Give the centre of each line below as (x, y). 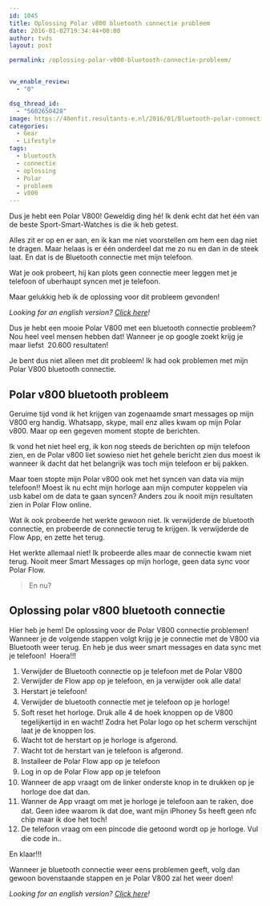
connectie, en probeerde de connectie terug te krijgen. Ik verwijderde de (129, 528)
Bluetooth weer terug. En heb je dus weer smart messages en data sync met (135, 647)
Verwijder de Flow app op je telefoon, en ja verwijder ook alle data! (131, 680)
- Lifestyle (36, 141)
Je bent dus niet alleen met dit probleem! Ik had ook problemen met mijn (129, 361)
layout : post (31, 46)
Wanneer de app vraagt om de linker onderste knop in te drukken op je (137, 782)
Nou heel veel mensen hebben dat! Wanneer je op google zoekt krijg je (126, 337)
